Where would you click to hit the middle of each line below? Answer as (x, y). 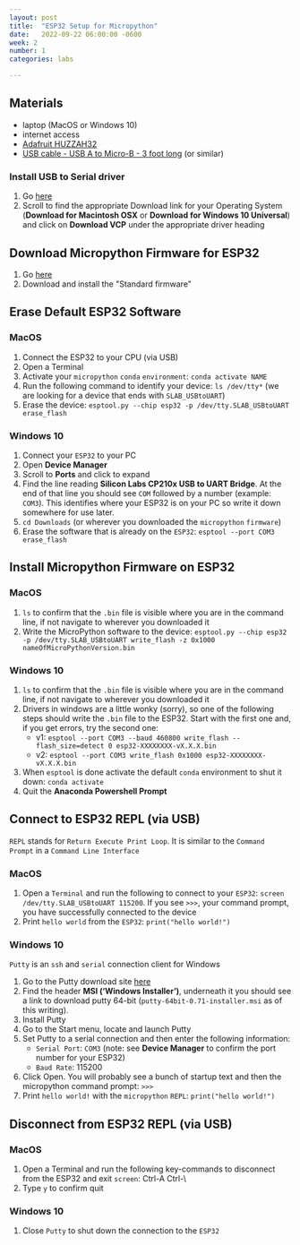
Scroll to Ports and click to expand (86, 474)
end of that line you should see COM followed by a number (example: (146, 493)
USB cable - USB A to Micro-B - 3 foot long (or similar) (123, 153)
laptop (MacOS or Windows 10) (80, 124)
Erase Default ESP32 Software (95, 312)
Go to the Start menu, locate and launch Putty (107, 1029)
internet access (51, 134)
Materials (36, 103)
